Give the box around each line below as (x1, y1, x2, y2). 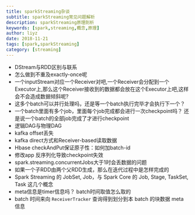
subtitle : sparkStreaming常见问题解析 (6, 14, 95, 20)
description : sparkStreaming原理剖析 (6, 19, 95, 25)
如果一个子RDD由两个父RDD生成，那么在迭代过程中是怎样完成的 (14, 166, 169, 173)
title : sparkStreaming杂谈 (6, 8, 70, 15)
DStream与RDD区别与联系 (14, 63, 78, 70)
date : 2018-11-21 (6, 36, 48, 42)
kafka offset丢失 (14, 129, 54, 136)
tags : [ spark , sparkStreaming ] (6, 42, 80, 47)
